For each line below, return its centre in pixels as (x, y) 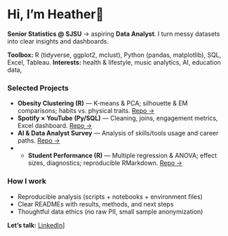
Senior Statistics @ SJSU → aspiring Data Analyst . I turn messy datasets (114, 34)
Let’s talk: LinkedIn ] (36, 225)
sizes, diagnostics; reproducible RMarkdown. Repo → (105, 163)
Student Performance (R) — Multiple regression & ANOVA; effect (122, 156)
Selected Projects (38, 88)
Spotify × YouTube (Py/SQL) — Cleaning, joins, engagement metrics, (118, 118)
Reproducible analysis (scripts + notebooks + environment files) (110, 197)
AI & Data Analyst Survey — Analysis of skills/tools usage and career (118, 133)
